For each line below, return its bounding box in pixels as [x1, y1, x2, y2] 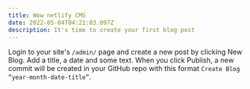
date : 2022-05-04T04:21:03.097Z [8, 19, 114, 27]
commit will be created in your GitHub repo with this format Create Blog [8, 64, 241, 73]
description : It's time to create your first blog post [8, 26, 195, 34]
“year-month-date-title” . [8, 72, 92, 82]
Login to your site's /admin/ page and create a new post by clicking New [8, 48, 243, 57]
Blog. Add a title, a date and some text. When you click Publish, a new [8, 55, 234, 65]
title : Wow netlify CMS [8, 11, 86, 20]
